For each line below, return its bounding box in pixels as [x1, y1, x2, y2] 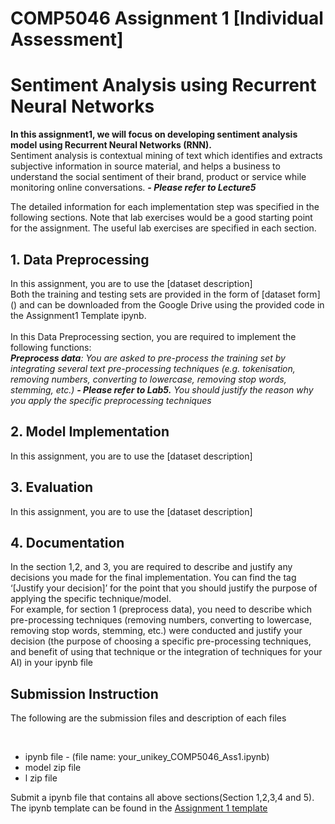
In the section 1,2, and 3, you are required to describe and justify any [10, 561, 293, 573]
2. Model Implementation [10, 423, 170, 441]
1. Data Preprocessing [10, 251, 150, 268]
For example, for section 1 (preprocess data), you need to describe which [10, 603, 313, 616]
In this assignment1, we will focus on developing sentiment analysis [10, 128, 298, 141]
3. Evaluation [10, 479, 94, 496]
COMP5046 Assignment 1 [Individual [10, 7, 324, 30]
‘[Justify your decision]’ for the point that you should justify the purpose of [10, 582, 318, 594]
